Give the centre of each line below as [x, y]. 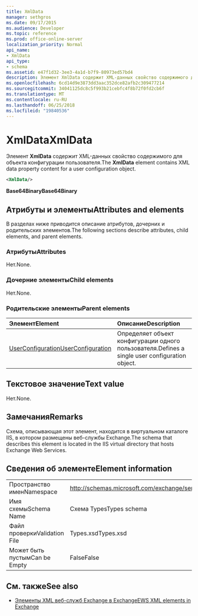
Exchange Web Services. [37, 450]
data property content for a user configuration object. [71, 169]
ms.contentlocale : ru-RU [37, 99]
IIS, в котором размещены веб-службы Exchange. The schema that [89, 437]
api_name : [18, 50]
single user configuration [152, 356]
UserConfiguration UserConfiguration [60, 348]
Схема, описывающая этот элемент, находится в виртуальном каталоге [97, 431]
